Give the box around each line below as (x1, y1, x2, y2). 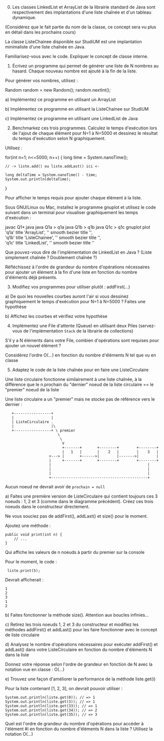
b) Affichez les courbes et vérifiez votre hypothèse (5, 313, 108, 319)
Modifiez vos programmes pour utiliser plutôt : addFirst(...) (12, 284, 131, 289)
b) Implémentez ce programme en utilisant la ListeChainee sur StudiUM (5, 106, 149, 112)
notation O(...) (5, 731, 33, 737)
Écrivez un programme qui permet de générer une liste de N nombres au (12, 63, 159, 69)
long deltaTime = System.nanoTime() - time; (5, 172, 97, 177)
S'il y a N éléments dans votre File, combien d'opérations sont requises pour (5, 337, 159, 343)
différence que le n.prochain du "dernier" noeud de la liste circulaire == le (5, 382, 154, 387)
